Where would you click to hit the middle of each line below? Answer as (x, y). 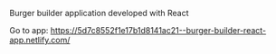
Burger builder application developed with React (99, 13)
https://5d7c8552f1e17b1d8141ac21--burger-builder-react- (158, 30)
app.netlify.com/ (40, 40)
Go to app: (29, 30)
